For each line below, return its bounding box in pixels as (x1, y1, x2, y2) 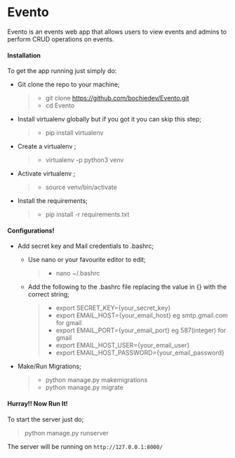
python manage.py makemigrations (45, 376, 148, 384)
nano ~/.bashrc (55, 269, 100, 277)
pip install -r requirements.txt (45, 210, 130, 218)
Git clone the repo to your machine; (17, 80, 121, 89)
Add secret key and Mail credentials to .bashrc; (17, 242, 154, 250)
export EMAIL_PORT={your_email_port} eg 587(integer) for (55, 326, 227, 334)
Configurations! (7, 226, 55, 235)
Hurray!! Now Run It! (7, 399, 68, 407)
